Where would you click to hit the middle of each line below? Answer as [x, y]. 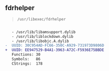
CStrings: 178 [27, 63]
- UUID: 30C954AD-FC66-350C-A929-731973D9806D [55, 46]
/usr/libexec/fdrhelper [41, 19]
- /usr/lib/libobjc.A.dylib [40, 41]
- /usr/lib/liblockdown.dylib [42, 36]
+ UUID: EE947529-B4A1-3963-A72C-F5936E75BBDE [55, 50]
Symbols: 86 [26, 59]
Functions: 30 [26, 55]
